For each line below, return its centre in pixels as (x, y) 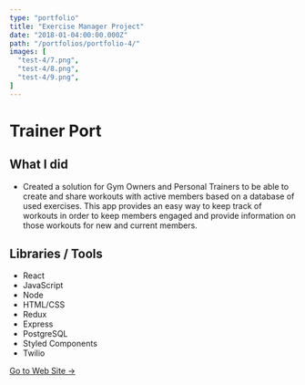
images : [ (28, 52)
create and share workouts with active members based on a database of (158, 196)
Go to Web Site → (42, 371)
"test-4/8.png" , (48, 69)
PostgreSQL (45, 334)
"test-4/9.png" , (48, 78)
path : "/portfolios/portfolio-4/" (75, 43)
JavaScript (43, 286)
